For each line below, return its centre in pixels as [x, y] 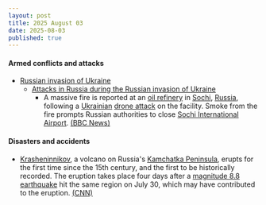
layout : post [30, 15]
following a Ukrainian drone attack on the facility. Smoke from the [150, 106]
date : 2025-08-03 [37, 30]
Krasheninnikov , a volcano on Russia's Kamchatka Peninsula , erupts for [137, 159]
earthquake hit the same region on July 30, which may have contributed [137, 184]
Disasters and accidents [49, 141]
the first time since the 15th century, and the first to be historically [127, 167]
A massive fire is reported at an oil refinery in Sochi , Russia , [141, 98]
